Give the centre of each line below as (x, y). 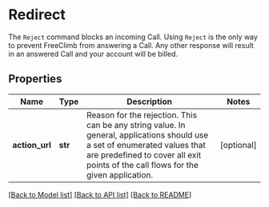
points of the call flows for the (143, 165)
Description (149, 102)
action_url (32, 145)
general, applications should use (148, 135)
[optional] (238, 145)
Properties (35, 79)
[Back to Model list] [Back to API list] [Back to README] (100, 194)
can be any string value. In (136, 125)
